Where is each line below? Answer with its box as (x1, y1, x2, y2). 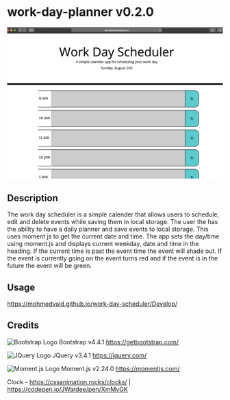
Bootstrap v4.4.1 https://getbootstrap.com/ (59, 337, 179, 346)
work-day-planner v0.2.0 (7, 4, 154, 20)
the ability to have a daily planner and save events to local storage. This (7, 225, 209, 234)
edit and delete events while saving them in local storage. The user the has (7, 218, 218, 226)
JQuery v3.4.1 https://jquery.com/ (52, 351, 147, 359)
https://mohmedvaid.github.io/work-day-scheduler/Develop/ (7, 300, 178, 308)
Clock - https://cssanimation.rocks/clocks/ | (7, 377, 131, 386)
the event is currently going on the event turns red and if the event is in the (7, 254, 218, 263)
